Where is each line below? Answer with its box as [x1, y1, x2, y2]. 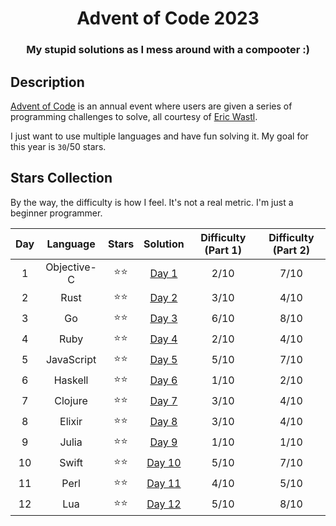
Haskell [53, 373, 89, 387]
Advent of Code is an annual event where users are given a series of [10, 100, 293, 112]
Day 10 [146, 456, 182, 470]
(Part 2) [272, 243, 311, 257]
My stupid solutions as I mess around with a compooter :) [26, 43, 310, 57]
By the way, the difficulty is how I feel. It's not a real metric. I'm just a [10, 196, 294, 208]
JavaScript [45, 353, 97, 367]
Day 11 [146, 477, 182, 491]
